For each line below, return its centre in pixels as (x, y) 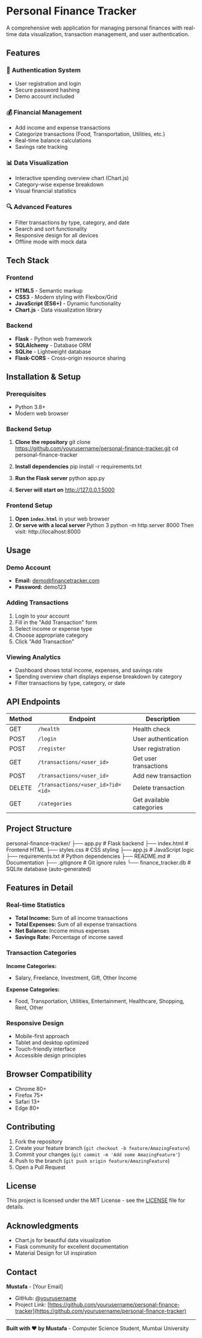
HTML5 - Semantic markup (49, 291)
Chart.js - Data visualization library (58, 310)
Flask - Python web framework (53, 339)
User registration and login (48, 83)
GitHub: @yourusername (46, 1298)
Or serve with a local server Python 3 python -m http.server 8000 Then (104, 525)
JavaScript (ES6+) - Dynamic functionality (68, 304)
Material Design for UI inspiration (56, 1253)
